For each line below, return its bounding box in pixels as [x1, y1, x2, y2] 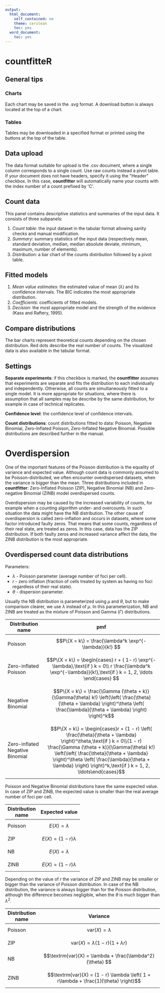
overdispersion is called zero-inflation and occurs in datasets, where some [5, 516, 156, 522]
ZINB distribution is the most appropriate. [5, 536, 88, 542]
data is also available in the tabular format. [5, 348, 91, 354]
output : [5, 7, 21, 12]
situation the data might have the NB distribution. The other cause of [5, 510, 144, 516]
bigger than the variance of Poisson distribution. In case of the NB [5, 881, 139, 887]
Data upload [5, 149, 43, 158]
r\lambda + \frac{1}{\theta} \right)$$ [57, 977, 141, 984]
